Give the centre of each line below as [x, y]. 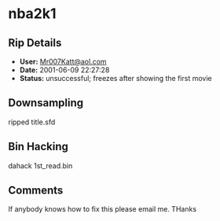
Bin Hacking [38, 147]
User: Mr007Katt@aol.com [63, 61]
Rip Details [35, 43]
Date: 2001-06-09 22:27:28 [64, 70]
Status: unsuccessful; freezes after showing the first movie [115, 78]
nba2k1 [32, 14]
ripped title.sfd [32, 122]
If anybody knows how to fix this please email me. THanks [103, 209]
